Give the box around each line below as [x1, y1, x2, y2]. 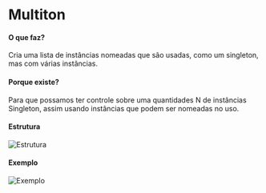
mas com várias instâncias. [8, 58, 99, 69]
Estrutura [8, 122, 41, 131]
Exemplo [8, 158, 38, 167]
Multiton [8, 6, 66, 24]
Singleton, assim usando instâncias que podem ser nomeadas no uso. [8, 103, 240, 113]
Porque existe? [8, 77, 60, 86]
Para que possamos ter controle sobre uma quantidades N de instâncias [8, 94, 247, 105]
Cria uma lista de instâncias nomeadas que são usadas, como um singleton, [8, 50, 259, 60]
